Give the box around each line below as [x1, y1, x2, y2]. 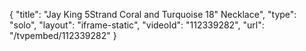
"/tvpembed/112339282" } [9, 30, 117, 41]
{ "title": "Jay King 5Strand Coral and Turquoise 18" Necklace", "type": [9, 9, 297, 20]
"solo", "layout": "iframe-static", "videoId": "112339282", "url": [9, 19, 265, 31]
